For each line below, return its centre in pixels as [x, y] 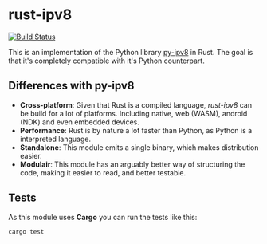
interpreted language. [55, 139]
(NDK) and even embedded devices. [79, 122]
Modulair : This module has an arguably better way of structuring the [132, 164]
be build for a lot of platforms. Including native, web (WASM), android [133, 113]
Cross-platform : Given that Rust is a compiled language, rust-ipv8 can [136, 104]
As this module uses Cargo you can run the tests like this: [103, 217]
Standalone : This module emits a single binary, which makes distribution [139, 147]
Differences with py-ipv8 [71, 86]
